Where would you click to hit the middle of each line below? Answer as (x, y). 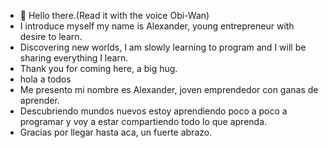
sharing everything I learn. (74, 58)
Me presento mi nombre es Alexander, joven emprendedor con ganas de (169, 89)
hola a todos (45, 79)
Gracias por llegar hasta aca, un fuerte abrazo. (116, 132)
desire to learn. (51, 36)
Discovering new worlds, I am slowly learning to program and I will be (163, 47)
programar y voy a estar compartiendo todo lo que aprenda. (143, 121)
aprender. (39, 100)
